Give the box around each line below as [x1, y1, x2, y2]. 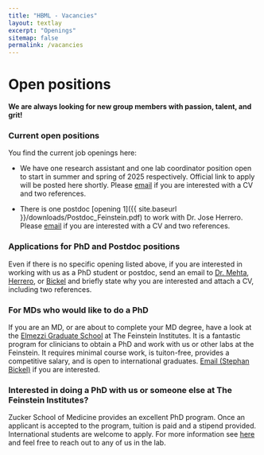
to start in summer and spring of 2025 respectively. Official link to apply [19, 172, 255, 181]
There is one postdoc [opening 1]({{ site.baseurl [19, 204, 177, 214]
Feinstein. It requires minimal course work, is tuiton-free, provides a [8, 348, 230, 357]
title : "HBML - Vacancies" [8, 11, 98, 20]
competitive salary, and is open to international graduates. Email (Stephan [8, 356, 250, 366]
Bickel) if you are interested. [8, 364, 101, 374]
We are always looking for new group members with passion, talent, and [8, 102, 252, 111]
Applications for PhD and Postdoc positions [8, 241, 181, 252]
